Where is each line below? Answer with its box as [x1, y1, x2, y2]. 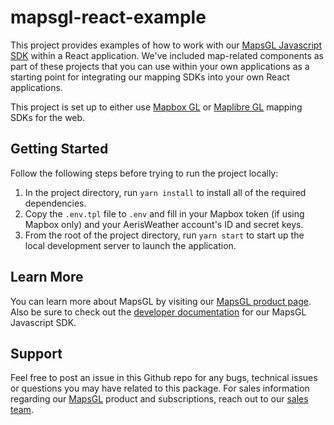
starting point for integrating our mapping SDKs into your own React [10, 71, 290, 83]
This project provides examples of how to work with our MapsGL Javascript [10, 39, 322, 51]
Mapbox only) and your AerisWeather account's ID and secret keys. [24, 218, 304, 230]
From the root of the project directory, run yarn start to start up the [24, 229, 305, 241]
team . [10, 404, 34, 416]
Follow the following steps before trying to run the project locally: [10, 167, 279, 179]
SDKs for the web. [10, 111, 86, 123]
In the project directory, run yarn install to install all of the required [24, 186, 307, 198]
